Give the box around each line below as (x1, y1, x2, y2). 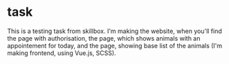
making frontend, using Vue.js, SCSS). (7, 49, 116, 57)
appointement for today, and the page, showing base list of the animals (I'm (7, 41, 223, 50)
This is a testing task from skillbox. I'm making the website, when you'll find (7, 27, 223, 35)
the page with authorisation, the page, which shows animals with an (7, 34, 201, 42)
